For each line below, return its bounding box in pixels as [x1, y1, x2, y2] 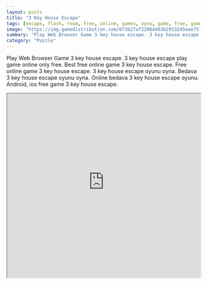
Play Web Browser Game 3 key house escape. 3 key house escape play [6, 55, 187, 61]
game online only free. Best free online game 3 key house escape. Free [6, 61, 187, 68]
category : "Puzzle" [6, 37, 57, 44]
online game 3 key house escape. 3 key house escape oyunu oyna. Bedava [6, 68, 197, 74]
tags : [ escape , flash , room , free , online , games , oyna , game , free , [6, 20, 189, 26]
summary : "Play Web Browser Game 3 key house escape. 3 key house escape [6, 32, 200, 38]
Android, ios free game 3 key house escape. [6, 80, 119, 88]
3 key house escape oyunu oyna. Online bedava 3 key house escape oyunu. [6, 74, 200, 81]
